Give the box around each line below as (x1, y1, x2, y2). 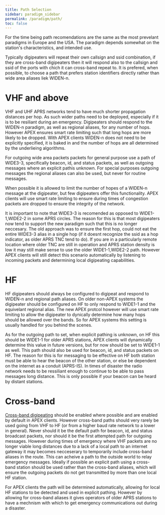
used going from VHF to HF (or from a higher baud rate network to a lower (5, 423, 156, 429)
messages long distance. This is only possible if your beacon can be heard (5, 373, 157, 379)
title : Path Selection (5, 7, 52, 12)
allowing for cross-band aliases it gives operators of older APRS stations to (5, 495, 157, 501)
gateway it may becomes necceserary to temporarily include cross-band (5, 449, 152, 455)
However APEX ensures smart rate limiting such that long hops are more (5, 130, 151, 136)
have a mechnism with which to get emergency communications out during (5, 500, 158, 506)
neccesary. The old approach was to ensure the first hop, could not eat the (5, 226, 157, 232)
